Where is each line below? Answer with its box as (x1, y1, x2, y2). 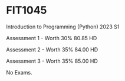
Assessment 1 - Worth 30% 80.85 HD (6, 34, 97, 41)
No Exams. (6, 69, 32, 76)
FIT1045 (6, 4, 47, 17)
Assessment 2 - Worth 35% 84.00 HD (6, 46, 98, 53)
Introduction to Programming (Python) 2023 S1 (6, 23, 120, 30)
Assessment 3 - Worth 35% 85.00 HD (6, 57, 98, 64)
